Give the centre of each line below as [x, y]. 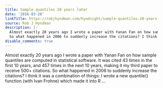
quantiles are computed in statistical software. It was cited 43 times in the [79, 60]
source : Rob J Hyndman [28, 23]
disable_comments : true [29, 41]
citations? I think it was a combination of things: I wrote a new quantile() [77, 75]
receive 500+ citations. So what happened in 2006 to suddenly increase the [81, 70]
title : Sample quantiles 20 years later [47, 9]
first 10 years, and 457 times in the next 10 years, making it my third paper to [81, 65]
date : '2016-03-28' [25, 14]
